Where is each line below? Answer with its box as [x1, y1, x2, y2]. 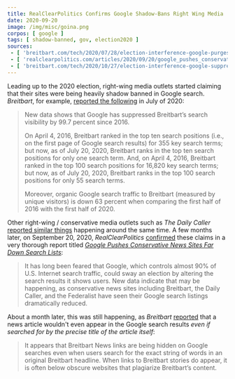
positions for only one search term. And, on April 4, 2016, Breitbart [24, 154, 215, 162]
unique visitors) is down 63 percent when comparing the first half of [24, 197, 222, 206]
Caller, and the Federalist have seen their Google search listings [24, 291, 208, 300]
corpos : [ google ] [7, 29, 64, 37]
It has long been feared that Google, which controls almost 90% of [24, 261, 217, 270]
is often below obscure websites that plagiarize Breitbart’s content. [24, 363, 217, 372]
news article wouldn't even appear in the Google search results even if [7, 320, 211, 328]
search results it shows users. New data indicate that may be [24, 277, 201, 285]
